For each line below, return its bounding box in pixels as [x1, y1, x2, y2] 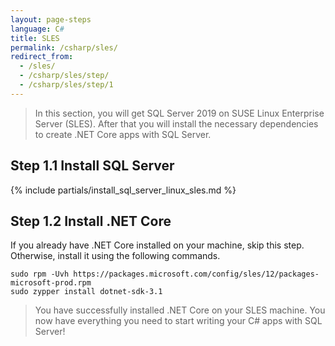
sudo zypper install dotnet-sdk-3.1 [10, 287, 163, 297]
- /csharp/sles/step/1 [19, 80, 114, 90]
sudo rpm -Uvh [10, 269, 70, 280]
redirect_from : [10, 52, 74, 62]
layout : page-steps [10, 14, 92, 25]
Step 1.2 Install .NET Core [10, 212, 172, 230]
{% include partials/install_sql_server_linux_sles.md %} [10, 184, 237, 196]
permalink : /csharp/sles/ [10, 42, 118, 53]
